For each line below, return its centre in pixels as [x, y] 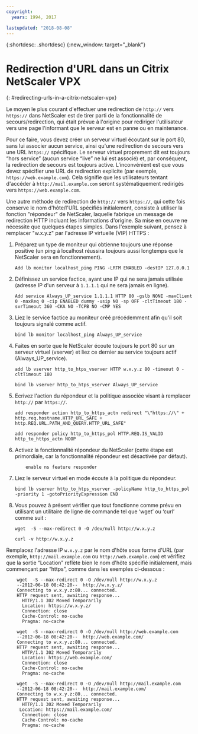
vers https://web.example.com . [43, 190]
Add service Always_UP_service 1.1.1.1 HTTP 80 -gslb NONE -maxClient [103, 296]
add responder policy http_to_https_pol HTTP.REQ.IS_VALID [89, 434]
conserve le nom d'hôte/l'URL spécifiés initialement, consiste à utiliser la [95, 208]
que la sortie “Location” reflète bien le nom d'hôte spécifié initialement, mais [99, 563]
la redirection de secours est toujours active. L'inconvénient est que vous [95, 165]
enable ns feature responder [61, 467]
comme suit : [30, 518]
